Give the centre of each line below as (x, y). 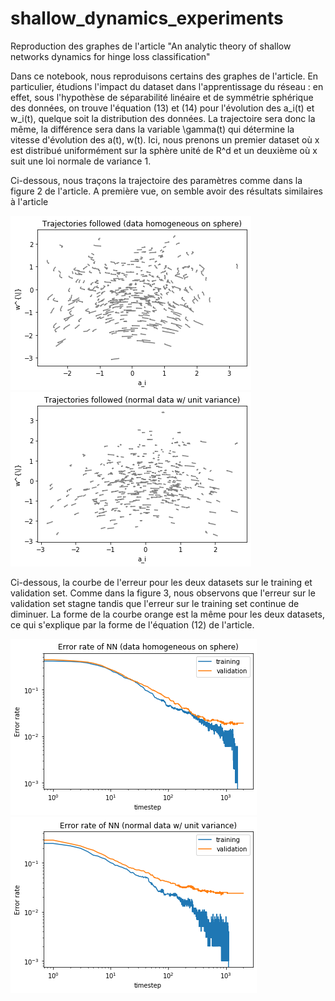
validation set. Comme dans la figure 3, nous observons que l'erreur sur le (163, 593)
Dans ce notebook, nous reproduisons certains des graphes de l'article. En (164, 76)
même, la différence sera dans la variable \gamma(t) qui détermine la (152, 129)
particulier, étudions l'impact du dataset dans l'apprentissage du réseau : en (167, 86)
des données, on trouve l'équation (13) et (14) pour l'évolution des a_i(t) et (162, 108)
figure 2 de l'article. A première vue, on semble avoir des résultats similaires (166, 191)
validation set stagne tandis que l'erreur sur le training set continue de (155, 603)
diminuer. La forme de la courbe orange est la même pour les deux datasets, (167, 614)
